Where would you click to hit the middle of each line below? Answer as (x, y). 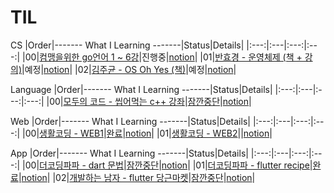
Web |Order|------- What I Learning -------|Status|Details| (130, 121)
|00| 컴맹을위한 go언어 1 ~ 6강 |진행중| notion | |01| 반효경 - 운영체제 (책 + (162, 57)
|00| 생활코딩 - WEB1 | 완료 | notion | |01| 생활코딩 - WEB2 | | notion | (147, 133)
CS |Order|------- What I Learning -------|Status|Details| (127, 45)
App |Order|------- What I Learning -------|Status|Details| (129, 153)
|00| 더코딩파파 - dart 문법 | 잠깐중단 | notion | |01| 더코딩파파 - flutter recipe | (167, 165)
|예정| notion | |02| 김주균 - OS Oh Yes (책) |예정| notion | (129, 69)
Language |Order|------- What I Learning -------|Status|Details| (141, 89)
